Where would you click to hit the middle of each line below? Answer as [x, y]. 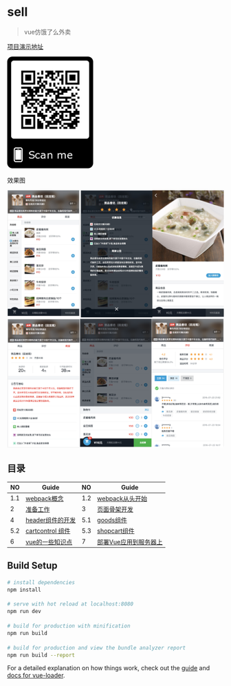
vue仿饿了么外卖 [47, 32]
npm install [24, 590]
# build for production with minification [69, 626]
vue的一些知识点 [49, 542]
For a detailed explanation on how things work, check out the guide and [109, 668]
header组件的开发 [51, 520]
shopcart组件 [116, 531]
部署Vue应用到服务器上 [130, 542]
